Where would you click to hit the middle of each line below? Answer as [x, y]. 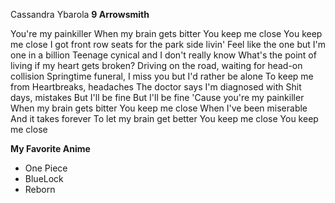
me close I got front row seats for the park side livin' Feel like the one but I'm [168, 44]
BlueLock [44, 178]
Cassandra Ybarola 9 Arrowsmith [80, 14]
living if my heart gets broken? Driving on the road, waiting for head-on [156, 65]
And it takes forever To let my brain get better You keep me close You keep [164, 118]
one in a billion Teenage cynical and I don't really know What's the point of [163, 55]
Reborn [40, 189]
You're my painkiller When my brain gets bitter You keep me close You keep [166, 33]
